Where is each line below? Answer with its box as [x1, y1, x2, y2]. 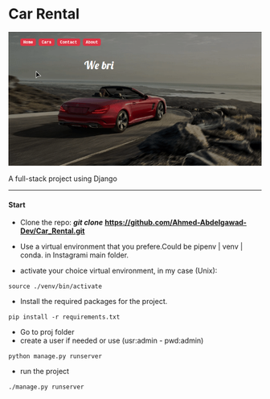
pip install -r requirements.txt [8, 313, 121, 322]
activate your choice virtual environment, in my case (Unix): [19, 266, 218, 276]
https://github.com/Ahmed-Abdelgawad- [104, 218, 247, 228]
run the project [19, 367, 70, 376]
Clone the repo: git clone [19, 218, 103, 228]
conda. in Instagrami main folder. [19, 250, 129, 260]
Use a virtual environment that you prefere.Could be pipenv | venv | [19, 242, 243, 252]
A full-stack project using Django [8, 174, 118, 183]
